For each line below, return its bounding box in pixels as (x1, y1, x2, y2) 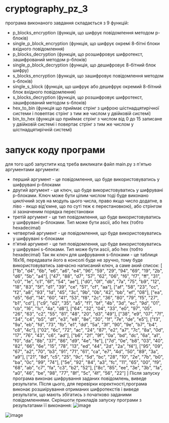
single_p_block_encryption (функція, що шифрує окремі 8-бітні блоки (12, 40, 160, 46)
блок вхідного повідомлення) (12, 89, 76, 95)
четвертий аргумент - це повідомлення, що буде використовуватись (12, 230, 162, 236)
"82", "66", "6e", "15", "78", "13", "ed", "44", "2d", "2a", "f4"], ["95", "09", (12, 343, 163, 349)
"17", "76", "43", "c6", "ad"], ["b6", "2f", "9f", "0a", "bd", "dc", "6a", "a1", (12, 332, 161, 338)
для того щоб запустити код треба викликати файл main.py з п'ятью (5, 161, 152, 167)
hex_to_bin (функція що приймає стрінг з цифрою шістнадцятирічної (12, 105, 159, 111)
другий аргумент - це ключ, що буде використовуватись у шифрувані (12, 187, 163, 193)
